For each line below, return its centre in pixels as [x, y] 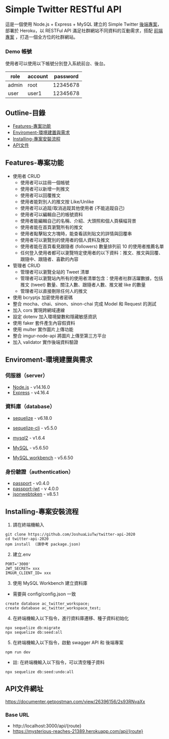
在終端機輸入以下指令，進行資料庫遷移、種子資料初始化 [71, 618]
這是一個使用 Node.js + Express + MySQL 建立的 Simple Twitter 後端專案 [81, 24]
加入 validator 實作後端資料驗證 [45, 342]
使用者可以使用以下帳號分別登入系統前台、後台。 [57, 64]
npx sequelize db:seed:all [34, 632]
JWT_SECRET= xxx [22, 568]
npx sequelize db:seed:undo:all [39, 672]
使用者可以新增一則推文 [45, 189]
